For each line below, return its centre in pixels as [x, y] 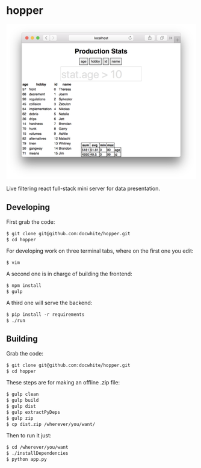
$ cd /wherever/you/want [37, 447]
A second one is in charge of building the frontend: [69, 274]
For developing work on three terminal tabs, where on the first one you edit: [100, 251]
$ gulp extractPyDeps [33, 412]
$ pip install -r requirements [45, 314]
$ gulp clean [23, 394]
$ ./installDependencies [37, 453]
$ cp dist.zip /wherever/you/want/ [51, 424]
